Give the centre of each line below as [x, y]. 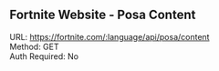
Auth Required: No [44, 56]
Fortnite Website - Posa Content [103, 15]
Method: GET [34, 46]
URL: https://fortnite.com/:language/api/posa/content [109, 36]
